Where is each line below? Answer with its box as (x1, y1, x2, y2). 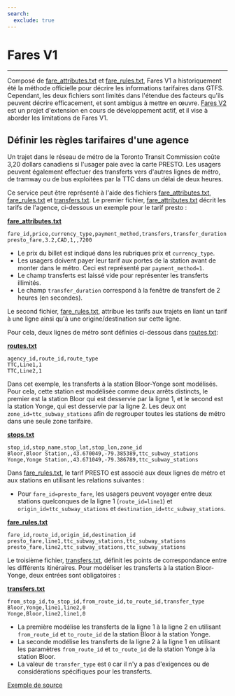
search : (7, 10, 30, 18)
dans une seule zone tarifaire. (7, 417, 93, 426)
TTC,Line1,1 (7, 361, 42, 368)
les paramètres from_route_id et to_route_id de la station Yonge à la (17, 645, 215, 653)
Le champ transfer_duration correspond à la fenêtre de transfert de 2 (17, 286, 220, 295)
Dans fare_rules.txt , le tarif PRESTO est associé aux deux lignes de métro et (7, 468, 226, 477)
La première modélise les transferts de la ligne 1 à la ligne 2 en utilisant (17, 622, 222, 631)
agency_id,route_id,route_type (7, 355, 99, 363)
